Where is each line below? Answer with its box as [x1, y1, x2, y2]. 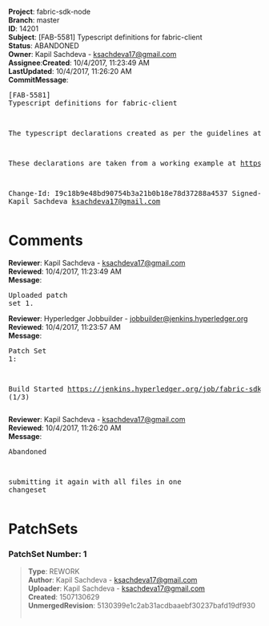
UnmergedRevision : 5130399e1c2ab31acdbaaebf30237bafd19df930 [27, 601, 256, 611]
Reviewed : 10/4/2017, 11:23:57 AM [8, 322, 122, 331]
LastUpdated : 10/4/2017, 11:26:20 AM [8, 67, 132, 75]
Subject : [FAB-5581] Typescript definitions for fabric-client [8, 32, 203, 42]
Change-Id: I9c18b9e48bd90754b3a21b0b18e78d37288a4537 [8, 189, 228, 197]
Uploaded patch [8, 291, 68, 299]
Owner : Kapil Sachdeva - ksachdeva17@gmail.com [8, 50, 177, 59]
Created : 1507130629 [27, 592, 100, 602]
